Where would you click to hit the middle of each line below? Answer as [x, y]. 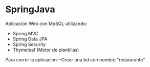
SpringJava [30, 9]
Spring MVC [26, 33]
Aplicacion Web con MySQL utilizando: [46, 24]
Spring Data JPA [30, 39]
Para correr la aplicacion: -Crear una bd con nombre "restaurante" [75, 59]
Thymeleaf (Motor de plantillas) [46, 50]
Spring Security [29, 44]
